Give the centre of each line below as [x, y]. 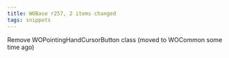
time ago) [21, 47]
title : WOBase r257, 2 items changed [62, 13]
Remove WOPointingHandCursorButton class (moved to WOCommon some [115, 39]
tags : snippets [29, 20]
